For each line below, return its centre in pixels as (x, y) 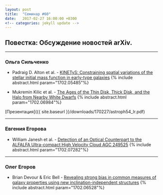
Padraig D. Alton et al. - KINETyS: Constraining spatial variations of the (82, 73)
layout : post (18, 9)
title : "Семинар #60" (28, 14)
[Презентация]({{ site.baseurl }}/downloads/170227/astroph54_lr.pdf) (75, 112)
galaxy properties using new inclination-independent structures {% (79, 182)
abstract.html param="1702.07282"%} (50, 150)
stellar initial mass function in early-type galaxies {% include (72, 77)
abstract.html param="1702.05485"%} (50, 83)
